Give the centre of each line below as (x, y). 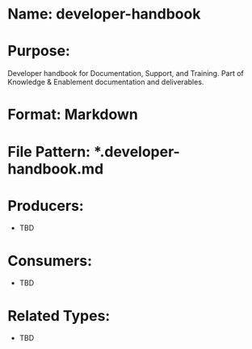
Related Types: (59, 315)
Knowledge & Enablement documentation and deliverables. (106, 82)
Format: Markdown (73, 115)
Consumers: (50, 261)
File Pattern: (49, 151)
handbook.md (56, 168)
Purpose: (39, 51)
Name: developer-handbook (104, 14)
